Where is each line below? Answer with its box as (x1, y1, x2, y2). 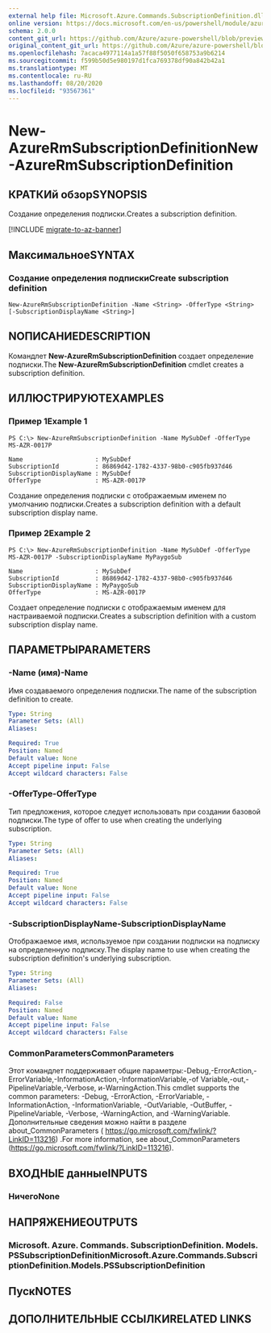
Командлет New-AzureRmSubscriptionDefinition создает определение (8, 351, 254, 360)
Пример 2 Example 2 (8, 527, 91, 539)
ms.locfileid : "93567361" (8, 86, 95, 95)
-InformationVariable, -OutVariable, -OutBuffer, (71, 1100, 227, 1110)
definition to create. (8, 694, 74, 704)
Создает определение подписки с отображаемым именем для (8, 602, 226, 612)
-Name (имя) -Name (8, 667, 89, 678)
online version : (8, 19, 63, 27)
